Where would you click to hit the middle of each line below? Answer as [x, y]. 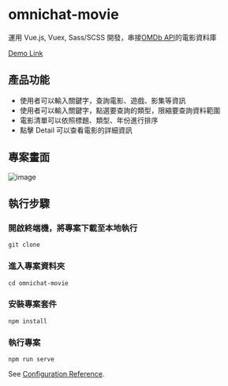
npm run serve [32, 360]
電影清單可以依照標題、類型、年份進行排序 [89, 120]
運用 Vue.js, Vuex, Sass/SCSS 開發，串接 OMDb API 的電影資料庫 [112, 37]
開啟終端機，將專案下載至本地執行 [73, 228]
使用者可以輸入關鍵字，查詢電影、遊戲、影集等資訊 [103, 100]
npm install [28, 321]
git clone [24, 245]
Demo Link [26, 53]
